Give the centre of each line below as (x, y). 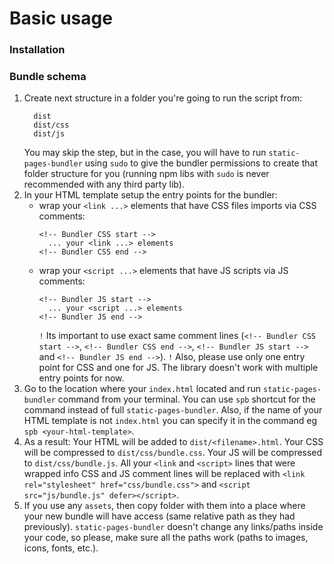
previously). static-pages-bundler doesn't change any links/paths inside (173, 527)
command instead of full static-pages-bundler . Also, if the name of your (173, 410)
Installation (37, 50)
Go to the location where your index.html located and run (142, 389)
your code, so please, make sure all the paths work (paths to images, (166, 538)
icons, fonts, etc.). (61, 548)
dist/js (49, 134)
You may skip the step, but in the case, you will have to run (145, 153)
